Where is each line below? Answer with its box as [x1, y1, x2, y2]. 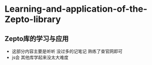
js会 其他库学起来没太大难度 [11, 55, 69, 60]
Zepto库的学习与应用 [4, 34, 69, 43]
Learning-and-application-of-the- [4, 3, 148, 15]
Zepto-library [4, 14, 61, 25]
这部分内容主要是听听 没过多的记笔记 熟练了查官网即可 [11, 48, 123, 54]
